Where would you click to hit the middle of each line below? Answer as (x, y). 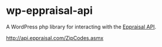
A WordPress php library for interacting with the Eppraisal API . (81, 27)
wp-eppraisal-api (49, 11)
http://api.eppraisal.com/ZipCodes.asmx (55, 38)
